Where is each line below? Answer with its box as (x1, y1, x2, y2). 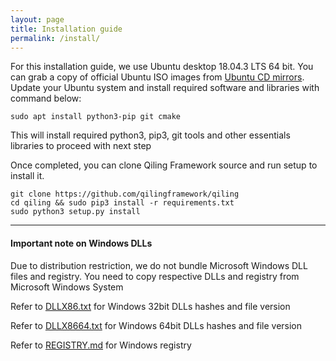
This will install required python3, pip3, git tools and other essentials (10, 129, 291, 141)
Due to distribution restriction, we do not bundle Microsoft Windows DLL (10, 259, 308, 271)
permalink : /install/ (10, 33, 101, 43)
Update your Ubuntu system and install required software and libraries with (10, 82, 320, 94)
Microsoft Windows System (10, 281, 124, 293)
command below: (10, 92, 82, 105)
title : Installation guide (10, 24, 123, 34)
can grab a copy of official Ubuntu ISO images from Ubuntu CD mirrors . (10, 71, 305, 83)
